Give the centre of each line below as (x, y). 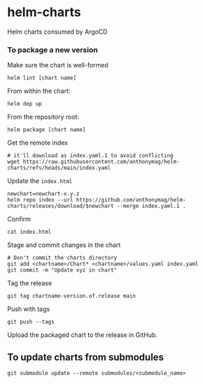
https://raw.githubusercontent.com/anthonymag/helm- (101, 162)
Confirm (19, 219)
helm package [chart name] (47, 130)
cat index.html (29, 232)
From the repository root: (43, 117)
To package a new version (52, 50)
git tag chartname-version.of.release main (72, 296)
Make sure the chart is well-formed (58, 65)
